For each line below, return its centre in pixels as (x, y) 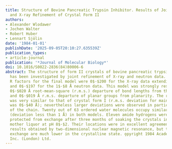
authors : (15, 19)
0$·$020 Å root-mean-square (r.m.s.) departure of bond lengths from (85, 91)
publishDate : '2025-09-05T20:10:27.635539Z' (53, 48)
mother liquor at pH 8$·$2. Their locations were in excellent (79, 124)
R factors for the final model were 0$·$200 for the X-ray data (80, 81)
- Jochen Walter (23, 29)
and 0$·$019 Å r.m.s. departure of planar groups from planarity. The (87, 96)
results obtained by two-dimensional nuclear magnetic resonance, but (87, 129)
